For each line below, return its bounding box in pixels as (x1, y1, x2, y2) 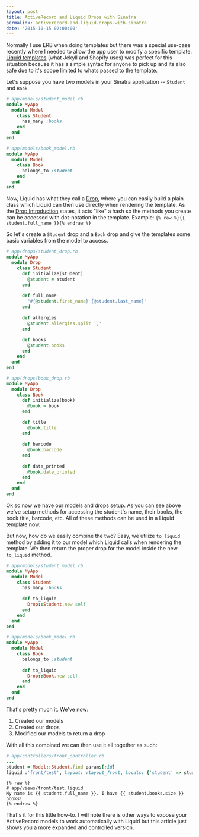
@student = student (27, 276, 76, 282)
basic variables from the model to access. (6, 237, 108, 244)
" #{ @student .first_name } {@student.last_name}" (27, 298, 147, 304)
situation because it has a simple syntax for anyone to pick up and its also (6, 61, 187, 68)
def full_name (21, 292, 57, 299)
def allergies (21, 314, 57, 321)
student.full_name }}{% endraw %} (6, 221, 92, 226)
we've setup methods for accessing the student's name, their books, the (6, 508, 183, 515)
